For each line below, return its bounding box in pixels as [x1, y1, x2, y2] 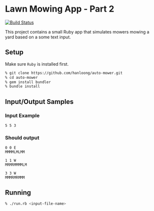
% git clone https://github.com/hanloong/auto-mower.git [5, 70, 123, 75]
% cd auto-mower [5, 75, 38, 80]
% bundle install [5, 84, 40, 89]
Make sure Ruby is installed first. [5, 61, 69, 67]
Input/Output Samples [5, 97, 74, 105]
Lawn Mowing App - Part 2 [5, 3, 115, 15]
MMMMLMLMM [5, 150, 25, 155]
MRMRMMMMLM [5, 162, 27, 167]
